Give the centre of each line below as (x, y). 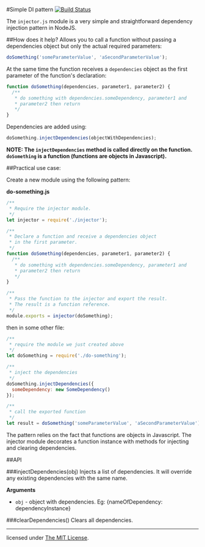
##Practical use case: (34, 168)
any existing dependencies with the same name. (67, 478)
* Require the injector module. (50, 208)
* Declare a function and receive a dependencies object (83, 237)
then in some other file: (35, 328)
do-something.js (28, 192)
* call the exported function (47, 412)
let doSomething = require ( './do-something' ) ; (67, 356)
